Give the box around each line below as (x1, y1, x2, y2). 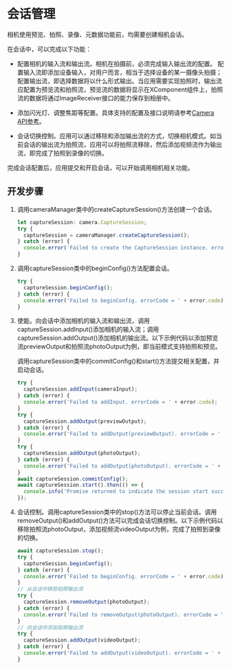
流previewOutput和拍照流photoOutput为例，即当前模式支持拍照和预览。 (16, 342, 221, 351)
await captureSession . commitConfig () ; (16, 475, 129, 482)
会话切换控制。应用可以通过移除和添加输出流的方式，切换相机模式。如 (16, 131, 217, 140)
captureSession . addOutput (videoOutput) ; (23, 637, 141, 644)
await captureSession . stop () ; (16, 547, 104, 554)
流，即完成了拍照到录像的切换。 (16, 149, 108, 157)
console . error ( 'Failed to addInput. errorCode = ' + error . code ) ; (23, 399, 218, 406)
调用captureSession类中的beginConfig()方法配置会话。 (16, 264, 173, 272)
